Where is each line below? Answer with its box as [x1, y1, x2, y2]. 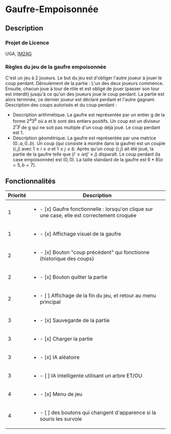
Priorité [8, 192, 26, 199]
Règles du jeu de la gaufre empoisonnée [5, 63, 107, 70]
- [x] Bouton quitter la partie [40, 274, 108, 281]
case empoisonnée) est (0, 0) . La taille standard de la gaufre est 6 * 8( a [12, 157, 163, 163]
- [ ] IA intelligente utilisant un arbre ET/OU [40, 372, 142, 380]
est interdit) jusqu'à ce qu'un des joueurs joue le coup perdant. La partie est [5, 91, 164, 97]
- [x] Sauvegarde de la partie [40, 317, 110, 324]
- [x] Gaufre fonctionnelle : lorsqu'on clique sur [40, 206, 153, 213]
